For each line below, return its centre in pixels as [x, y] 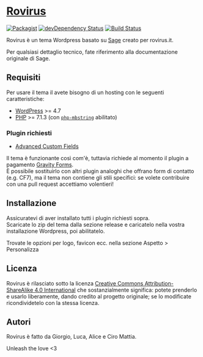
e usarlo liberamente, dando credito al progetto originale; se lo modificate [99, 296]
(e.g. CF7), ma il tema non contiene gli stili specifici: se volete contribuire [98, 178]
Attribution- [159, 283]
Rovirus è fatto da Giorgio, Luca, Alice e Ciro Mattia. [72, 337]
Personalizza [23, 249]
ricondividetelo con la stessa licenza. [53, 303]
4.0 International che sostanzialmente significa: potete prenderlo [116, 290]
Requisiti [24, 78]
